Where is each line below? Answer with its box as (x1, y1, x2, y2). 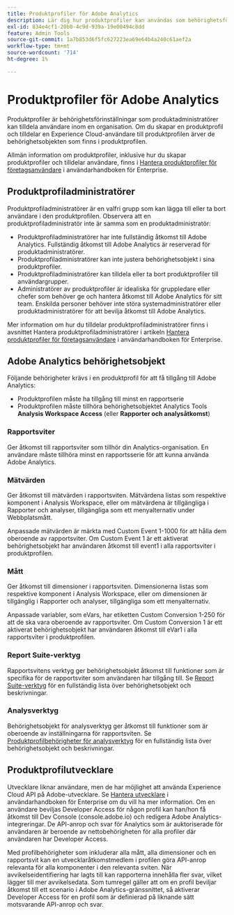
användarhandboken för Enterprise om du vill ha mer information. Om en (7, 797, 215, 806)
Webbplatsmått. (7, 513, 53, 521)
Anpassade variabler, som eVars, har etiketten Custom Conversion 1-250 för (7, 611, 225, 619)
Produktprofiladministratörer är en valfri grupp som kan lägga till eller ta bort (7, 204, 226, 213)
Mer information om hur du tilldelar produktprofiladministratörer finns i (7, 320, 209, 329)
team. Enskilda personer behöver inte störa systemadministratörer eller (17, 299, 221, 308)
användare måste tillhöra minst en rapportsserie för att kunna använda (7, 450, 209, 459)
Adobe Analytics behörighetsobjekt (7, 355, 166, 367)
